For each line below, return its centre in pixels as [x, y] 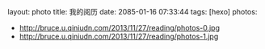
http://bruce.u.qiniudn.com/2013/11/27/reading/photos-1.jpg [119, 36]
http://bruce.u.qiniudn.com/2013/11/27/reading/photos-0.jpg [119, 28]
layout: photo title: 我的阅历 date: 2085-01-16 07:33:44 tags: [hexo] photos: [132, 12]
